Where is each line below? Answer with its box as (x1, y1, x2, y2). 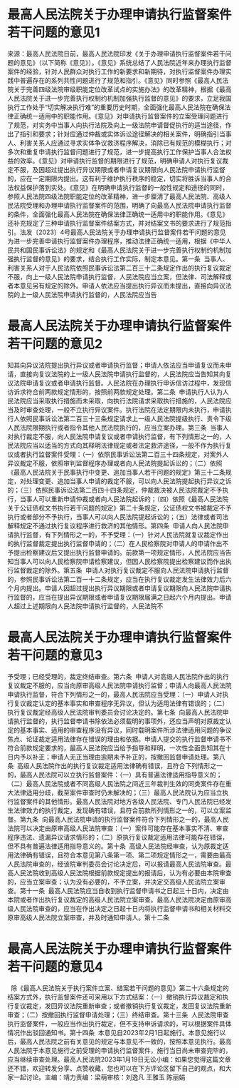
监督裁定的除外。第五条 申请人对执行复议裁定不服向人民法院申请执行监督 (13, 565, 229, 575)
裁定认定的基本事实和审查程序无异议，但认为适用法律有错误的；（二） (26, 699, 229, 707)
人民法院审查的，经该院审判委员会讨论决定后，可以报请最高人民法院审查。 (7, 860, 225, 868)
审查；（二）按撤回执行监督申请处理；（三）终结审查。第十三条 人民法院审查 (7, 1010, 229, 1019)
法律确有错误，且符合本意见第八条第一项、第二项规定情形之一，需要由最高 (13, 850, 232, 859)
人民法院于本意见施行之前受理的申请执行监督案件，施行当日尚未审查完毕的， (7, 1046, 232, 1054)
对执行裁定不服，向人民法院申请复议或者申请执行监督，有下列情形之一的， (7, 432, 225, 440)
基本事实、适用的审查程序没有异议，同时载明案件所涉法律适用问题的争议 (19, 725, 232, 734)
